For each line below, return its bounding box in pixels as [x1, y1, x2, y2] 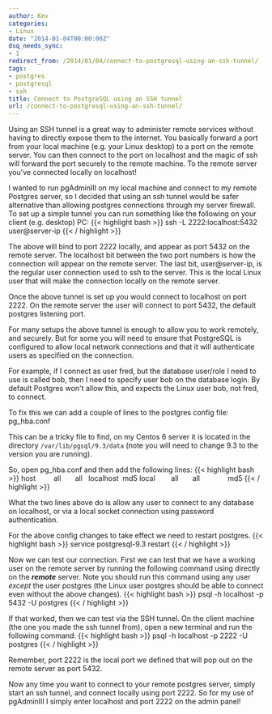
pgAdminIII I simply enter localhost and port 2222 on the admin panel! [8, 697, 241, 707]
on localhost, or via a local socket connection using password [8, 507, 215, 516]
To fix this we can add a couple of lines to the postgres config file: [8, 408, 229, 418]
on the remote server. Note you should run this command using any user [8, 572, 251, 582]
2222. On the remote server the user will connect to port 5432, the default [8, 300, 257, 310]
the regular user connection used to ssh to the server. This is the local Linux [8, 268, 261, 278]
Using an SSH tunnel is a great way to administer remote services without [8, 125, 253, 134]
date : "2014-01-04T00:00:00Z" [8, 34, 111, 43]
